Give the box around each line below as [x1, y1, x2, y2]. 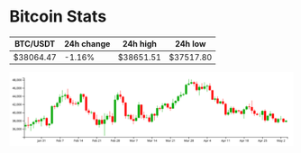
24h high [122, 39, 158, 49]
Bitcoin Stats [9, 6, 107, 27]
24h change [64, 39, 111, 49]
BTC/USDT [14, 39, 56, 49]
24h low [174, 39, 206, 49]
